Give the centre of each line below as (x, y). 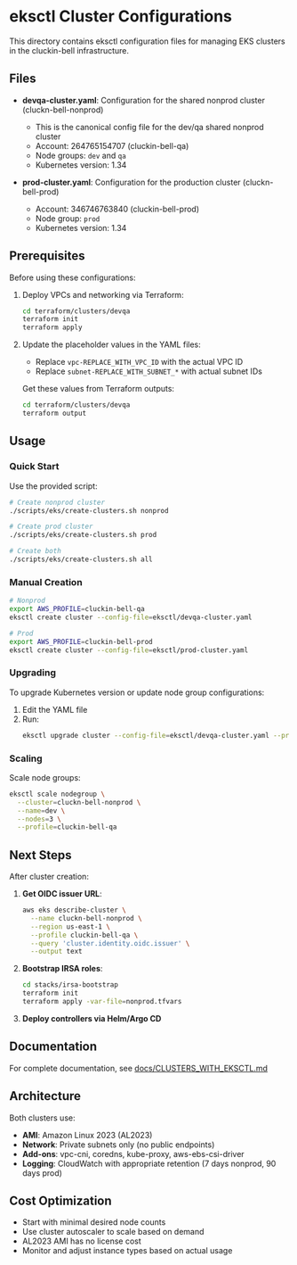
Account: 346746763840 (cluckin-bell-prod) (117, 209)
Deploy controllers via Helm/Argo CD (92, 1018)
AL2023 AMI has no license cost (82, 1241)
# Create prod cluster (51, 527)
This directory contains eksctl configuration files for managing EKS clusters (148, 41)
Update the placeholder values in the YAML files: (112, 344)
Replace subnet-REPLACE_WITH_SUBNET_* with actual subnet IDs (148, 371)
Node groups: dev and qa (80, 155)
